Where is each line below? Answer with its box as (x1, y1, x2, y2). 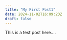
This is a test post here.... (5, 30, 56, 36)
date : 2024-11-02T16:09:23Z (5, 12, 63, 17)
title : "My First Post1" (5, 7, 56, 12)
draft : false (5, 16, 32, 21)
